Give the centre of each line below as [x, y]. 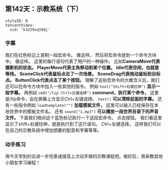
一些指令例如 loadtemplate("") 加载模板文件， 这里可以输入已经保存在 [82, 105]
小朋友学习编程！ [23, 162]
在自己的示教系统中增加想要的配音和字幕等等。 [53, 130]
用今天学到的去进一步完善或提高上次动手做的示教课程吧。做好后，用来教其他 [84, 156]
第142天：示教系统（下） [44, 9]
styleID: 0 [16, 21]
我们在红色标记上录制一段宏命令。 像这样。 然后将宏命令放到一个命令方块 [81, 55]
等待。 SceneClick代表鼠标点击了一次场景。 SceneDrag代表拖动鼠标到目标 [83, 74]
